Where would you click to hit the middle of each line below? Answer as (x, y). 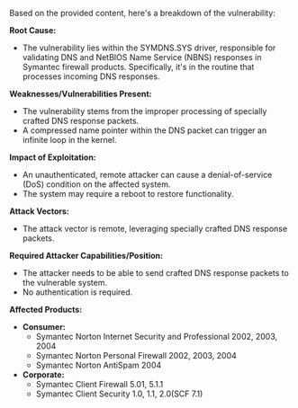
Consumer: (44, 327)
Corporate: (43, 375)
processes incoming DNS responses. (91, 76)
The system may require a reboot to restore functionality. (128, 194)
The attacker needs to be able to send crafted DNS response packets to (156, 273)
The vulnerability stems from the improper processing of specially (144, 111)
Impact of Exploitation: (53, 157)
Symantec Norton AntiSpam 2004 (99, 365)
